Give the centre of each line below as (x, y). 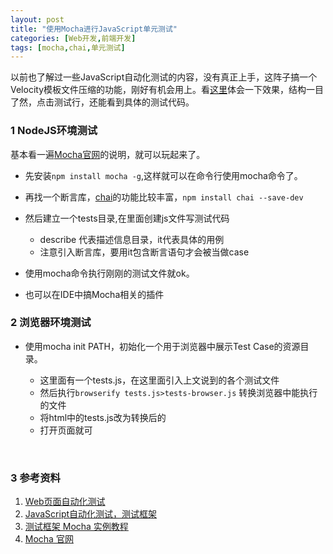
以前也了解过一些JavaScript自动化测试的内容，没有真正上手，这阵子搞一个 (164, 77)
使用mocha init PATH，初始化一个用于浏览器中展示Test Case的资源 (162, 346)
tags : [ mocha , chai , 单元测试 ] (68, 47)
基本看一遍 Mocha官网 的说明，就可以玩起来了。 (108, 154)
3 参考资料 (35, 478)
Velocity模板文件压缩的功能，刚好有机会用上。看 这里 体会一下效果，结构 (158, 90)
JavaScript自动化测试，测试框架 (91, 514)
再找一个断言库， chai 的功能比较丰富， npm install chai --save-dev (164, 197)
